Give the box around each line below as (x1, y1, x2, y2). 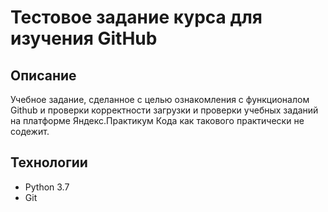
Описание (10, 67, 77, 84)
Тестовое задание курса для (10, 6, 263, 29)
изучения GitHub (10, 27, 158, 50)
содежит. (10, 126, 50, 137)
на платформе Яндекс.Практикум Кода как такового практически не (10, 115, 305, 126)
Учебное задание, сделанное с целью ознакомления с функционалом (10, 94, 310, 105)
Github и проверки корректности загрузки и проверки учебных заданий (10, 104, 319, 116)
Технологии (10, 154, 88, 171)
